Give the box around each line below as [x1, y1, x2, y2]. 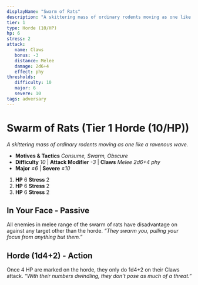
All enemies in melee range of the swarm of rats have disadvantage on [6, 221, 178, 228]
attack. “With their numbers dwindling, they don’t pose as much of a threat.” [6, 273, 192, 280]
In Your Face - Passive [6, 205, 90, 215]
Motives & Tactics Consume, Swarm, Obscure [15, 152, 128, 159]
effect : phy [14, 69, 44, 75]
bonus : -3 [14, 52, 39, 58]
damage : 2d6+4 [14, 63, 49, 69]
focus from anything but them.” [6, 233, 83, 241]
